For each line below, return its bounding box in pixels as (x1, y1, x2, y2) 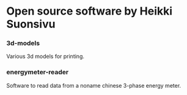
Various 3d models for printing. (6, 53, 84, 60)
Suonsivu (6, 17, 56, 31)
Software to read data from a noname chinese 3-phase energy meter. (6, 82, 182, 89)
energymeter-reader (6, 68, 69, 77)
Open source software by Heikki (6, 4, 173, 18)
